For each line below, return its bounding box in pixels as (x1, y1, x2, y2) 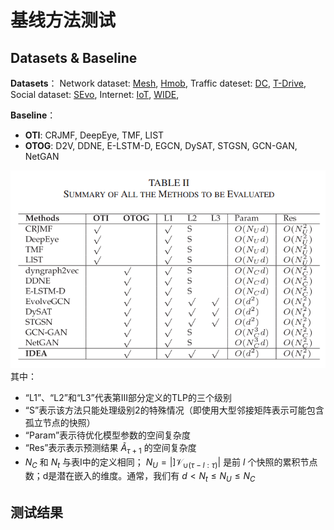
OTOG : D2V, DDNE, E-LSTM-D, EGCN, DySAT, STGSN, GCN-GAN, (24, 140, 298, 151)
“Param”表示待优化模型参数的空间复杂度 (24, 429, 192, 441)
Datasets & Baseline (10, 49, 138, 66)
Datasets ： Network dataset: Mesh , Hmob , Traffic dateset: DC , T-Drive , (10, 77, 307, 89)
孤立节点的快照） (24, 416, 96, 428)
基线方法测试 (10, 9, 117, 32)
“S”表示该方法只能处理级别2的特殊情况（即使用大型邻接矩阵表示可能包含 (24, 404, 325, 416)
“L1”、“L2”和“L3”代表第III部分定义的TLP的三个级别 (24, 391, 232, 403)
